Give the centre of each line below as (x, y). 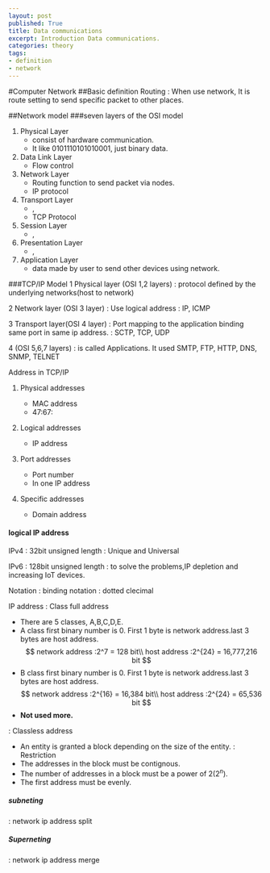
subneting (26, 800)
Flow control (53, 165)
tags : (17, 53)
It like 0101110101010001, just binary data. (100, 148)
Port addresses (45, 459)
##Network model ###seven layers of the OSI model (96, 115)
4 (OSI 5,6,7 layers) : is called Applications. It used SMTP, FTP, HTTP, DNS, (133, 348)
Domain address (59, 514)
